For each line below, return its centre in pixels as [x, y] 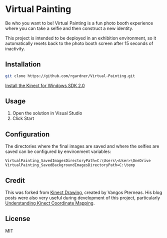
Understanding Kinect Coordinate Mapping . [50, 203]
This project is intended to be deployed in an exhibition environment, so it [81, 38]
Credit [15, 180]
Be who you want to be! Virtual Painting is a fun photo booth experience [79, 23]
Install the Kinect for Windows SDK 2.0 [45, 85]
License [18, 219]
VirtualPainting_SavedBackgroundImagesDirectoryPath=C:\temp [70, 165]
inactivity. [15, 48]
